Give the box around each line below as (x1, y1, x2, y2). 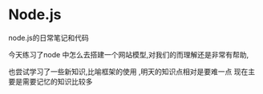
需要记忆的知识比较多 (22, 76, 93, 86)
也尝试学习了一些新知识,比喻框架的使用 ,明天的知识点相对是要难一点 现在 (8, 66, 249, 76)
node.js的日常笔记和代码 (8, 33, 90, 42)
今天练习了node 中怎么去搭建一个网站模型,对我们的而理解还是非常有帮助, (8, 49, 249, 59)
